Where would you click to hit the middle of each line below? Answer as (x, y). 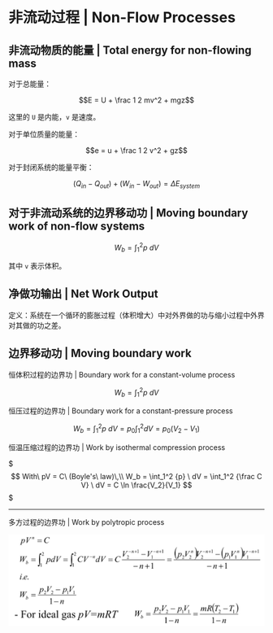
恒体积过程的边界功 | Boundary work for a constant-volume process (122, 374)
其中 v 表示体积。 (37, 266)
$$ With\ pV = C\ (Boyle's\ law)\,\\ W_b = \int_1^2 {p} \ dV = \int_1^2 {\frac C (136, 476)
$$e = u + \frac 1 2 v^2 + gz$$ (136, 151)
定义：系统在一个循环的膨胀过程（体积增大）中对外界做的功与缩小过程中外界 (136, 315)
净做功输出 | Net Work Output (83, 294)
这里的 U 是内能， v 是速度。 (54, 117)
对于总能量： (30, 84)
